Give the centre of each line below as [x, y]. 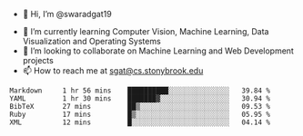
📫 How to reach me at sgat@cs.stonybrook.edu [113, 71]
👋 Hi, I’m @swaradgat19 [67, 14]
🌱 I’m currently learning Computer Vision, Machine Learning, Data [146, 31]
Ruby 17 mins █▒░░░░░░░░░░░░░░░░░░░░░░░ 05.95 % [140, 114]
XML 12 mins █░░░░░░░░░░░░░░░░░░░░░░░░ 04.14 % [140, 122]
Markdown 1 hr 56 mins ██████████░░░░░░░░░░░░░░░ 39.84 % [140, 91]
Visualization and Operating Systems [91, 41]
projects [38, 60]
